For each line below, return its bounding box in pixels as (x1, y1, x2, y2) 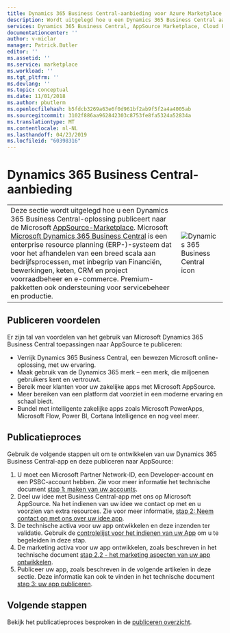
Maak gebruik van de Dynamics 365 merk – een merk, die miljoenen (16, 368, 209, 376)
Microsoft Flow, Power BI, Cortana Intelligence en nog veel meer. (16, 411, 200, 420)
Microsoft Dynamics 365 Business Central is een (10, 231, 168, 241)
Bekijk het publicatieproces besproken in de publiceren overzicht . (7, 618, 192, 626)
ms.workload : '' (7, 67, 53, 74)
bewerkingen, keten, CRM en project (10, 265, 128, 275)
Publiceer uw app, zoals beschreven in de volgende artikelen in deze (16, 565, 212, 573)
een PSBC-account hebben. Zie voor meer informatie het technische (16, 477, 211, 486)
